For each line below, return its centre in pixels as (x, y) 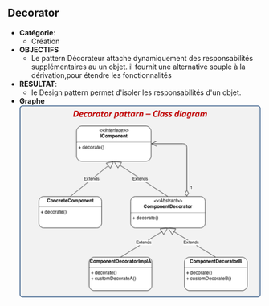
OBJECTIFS (39, 49)
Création (45, 41)
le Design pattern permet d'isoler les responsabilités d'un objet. (136, 92)
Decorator (33, 13)
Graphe (32, 100)
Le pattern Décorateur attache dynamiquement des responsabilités (142, 58)
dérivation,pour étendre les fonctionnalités (101, 75)
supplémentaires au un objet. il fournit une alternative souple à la (138, 67)
